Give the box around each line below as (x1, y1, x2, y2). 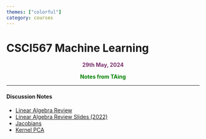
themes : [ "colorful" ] (6, 9, 62, 15)
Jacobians (15, 119, 42, 127)
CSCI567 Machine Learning (6, 41, 149, 55)
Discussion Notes (6, 93, 53, 100)
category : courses (6, 15, 53, 21)
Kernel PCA (15, 126, 45, 133)
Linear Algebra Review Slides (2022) (15, 113, 108, 120)
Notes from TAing (80, 73, 126, 80)
